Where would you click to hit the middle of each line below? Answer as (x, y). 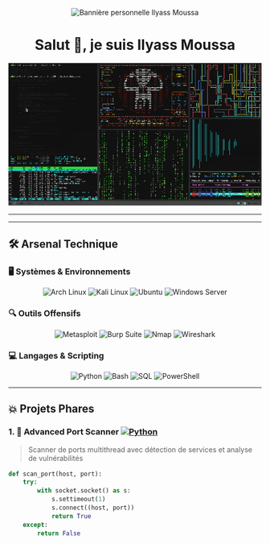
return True (71, 516)
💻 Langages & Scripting (56, 355)
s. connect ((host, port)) (93, 508)
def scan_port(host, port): (55, 474)
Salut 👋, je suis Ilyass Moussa (135, 45)
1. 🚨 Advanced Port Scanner (63, 432)
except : (35, 525)
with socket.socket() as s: (84, 491)
